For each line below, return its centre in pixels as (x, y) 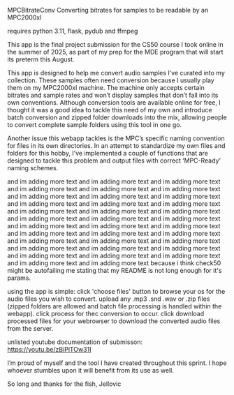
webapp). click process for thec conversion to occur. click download (106, 314)
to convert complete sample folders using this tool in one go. (95, 125)
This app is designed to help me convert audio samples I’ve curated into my (116, 73)
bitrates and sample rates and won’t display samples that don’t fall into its (113, 95)
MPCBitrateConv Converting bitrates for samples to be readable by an (108, 10)
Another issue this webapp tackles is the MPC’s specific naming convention (116, 138)
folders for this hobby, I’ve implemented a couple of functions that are (108, 153)
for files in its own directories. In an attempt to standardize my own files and (116, 146)
